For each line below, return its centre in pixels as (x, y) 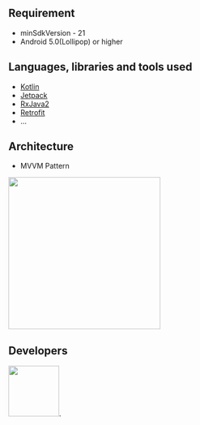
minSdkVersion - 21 (53, 32)
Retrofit (32, 112)
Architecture (41, 146)
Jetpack (34, 95)
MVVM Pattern (45, 166)
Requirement (42, 13)
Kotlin (30, 86)
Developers (38, 351)
